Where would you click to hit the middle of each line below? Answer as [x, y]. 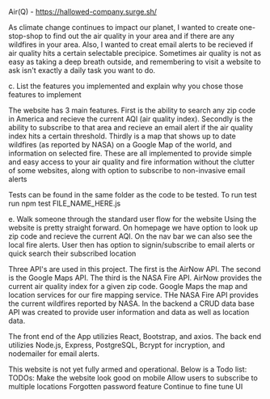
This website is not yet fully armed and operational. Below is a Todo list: [128, 369]
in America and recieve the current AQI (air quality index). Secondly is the [131, 119]
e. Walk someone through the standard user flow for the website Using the [133, 219]
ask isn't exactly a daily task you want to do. [82, 70]
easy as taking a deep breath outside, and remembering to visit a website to [135, 62]
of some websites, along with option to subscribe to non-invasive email [127, 170]
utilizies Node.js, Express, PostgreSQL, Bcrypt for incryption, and [117, 345]
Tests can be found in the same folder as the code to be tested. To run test [133, 195]
